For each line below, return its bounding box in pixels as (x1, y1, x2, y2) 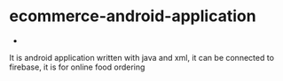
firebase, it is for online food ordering (9, 62, 145, 72)
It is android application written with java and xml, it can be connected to (9, 52, 275, 63)
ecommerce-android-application (9, 6, 256, 26)
